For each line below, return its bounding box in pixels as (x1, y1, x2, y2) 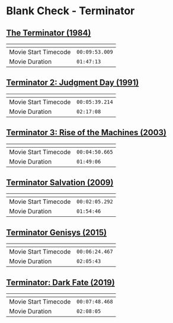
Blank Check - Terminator (6, 4, 135, 18)
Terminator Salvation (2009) (6, 178, 114, 188)
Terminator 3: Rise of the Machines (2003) (6, 127, 167, 137)
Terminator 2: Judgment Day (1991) (6, 78, 139, 88)
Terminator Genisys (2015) (6, 227, 107, 238)
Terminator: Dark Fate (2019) (6, 277, 116, 287)
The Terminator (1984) (6, 28, 91, 38)
